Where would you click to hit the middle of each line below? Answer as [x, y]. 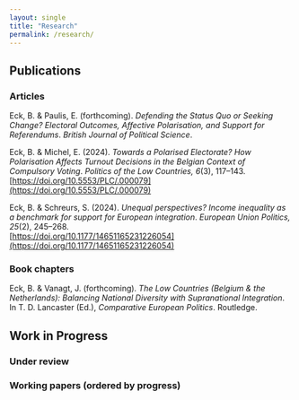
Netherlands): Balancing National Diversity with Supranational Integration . [147, 298]
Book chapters [42, 268]
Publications [45, 70]
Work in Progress [59, 336]
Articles [27, 96]
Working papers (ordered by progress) [95, 385]
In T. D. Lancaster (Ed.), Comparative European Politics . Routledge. [133, 308]
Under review [40, 361]
